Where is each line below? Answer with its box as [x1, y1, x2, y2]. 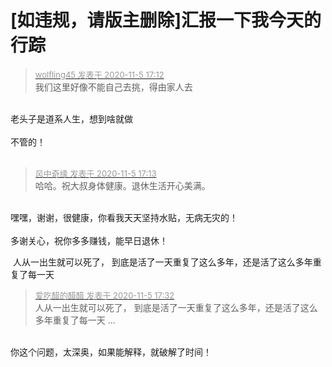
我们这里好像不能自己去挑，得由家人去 [34, 81, 193, 93]
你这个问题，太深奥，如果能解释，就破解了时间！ [10, 346, 212, 358]
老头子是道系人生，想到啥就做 [10, 112, 133, 125]
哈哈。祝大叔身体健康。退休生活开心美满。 [34, 179, 211, 191]
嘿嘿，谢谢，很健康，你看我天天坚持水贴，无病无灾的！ [10, 211, 238, 223]
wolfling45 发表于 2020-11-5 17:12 [34, 69, 165, 80]
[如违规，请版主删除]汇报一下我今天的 [10, 9, 322, 32]
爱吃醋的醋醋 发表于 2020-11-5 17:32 [34, 289, 175, 301]
